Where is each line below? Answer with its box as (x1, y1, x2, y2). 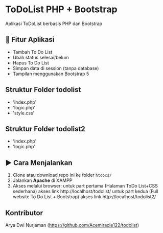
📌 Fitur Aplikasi (5, 35, 55, 44)
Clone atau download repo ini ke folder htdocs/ (12, 172, 112, 178)
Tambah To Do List (12, 49, 53, 55)
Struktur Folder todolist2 (5, 124, 85, 133)
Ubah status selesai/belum (12, 54, 69, 60)
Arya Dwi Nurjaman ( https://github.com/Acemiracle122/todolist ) (5, 222, 139, 228)
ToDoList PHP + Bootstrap (5, 4, 118, 15)
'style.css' (12, 110, 35, 116)
